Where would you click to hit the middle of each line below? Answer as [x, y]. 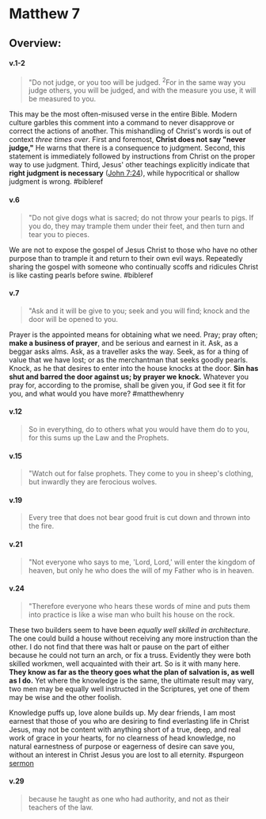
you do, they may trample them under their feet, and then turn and [136, 226]
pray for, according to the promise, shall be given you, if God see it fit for [127, 385]
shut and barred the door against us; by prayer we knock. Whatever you [129, 377]
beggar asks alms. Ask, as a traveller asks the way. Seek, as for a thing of [129, 351]
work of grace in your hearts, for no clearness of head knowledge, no [122, 737]
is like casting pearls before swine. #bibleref [81, 275]
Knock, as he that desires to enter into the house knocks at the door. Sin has [134, 368]
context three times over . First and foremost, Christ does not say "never [127, 140]
